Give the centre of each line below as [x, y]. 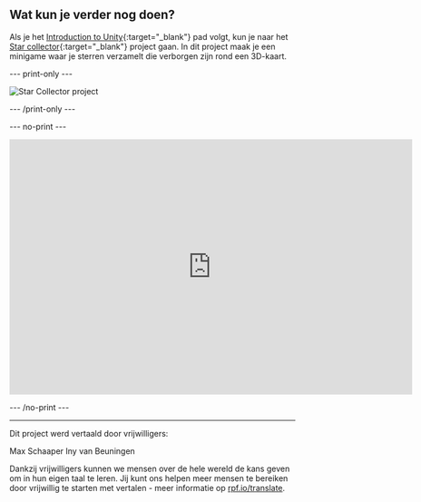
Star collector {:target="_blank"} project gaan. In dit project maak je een [142, 46]
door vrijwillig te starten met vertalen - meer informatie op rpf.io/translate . [147, 487]
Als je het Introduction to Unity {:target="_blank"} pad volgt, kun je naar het [149, 36]
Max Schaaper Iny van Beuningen [73, 451]
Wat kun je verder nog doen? [92, 15]
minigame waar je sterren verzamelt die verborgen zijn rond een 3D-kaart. [148, 56]
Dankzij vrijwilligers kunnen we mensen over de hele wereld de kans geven [150, 468]
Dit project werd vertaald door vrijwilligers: [89, 433]
